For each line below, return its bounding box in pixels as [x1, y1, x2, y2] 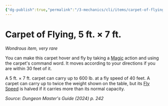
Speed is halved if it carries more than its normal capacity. [5, 86, 125, 92]
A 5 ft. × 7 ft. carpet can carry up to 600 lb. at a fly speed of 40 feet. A [5, 75, 150, 81]
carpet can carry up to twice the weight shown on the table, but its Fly [5, 80, 150, 86]
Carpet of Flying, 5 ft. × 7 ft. [5, 28, 121, 40]
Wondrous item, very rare [5, 45, 58, 51]
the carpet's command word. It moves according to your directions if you [5, 60, 156, 66]
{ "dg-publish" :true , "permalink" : [5, 7, 75, 12]
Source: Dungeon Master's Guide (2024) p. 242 [5, 95, 104, 101]
